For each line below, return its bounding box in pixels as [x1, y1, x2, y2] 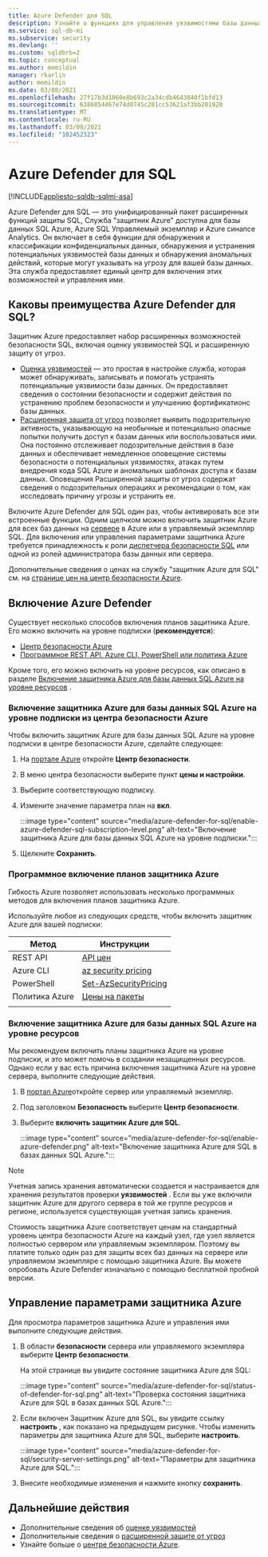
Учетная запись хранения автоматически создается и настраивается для [8, 1182, 260, 1191]
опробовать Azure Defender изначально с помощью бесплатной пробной [8, 1265, 259, 1274]
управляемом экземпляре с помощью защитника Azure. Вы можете [8, 1256, 242, 1266]
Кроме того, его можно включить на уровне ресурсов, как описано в [8, 665, 246, 675]
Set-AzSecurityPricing [81, 978, 167, 989]
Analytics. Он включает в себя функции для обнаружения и [8, 232, 211, 242]
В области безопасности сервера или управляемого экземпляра [19, 1341, 245, 1351]
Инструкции [99, 938, 150, 949]
